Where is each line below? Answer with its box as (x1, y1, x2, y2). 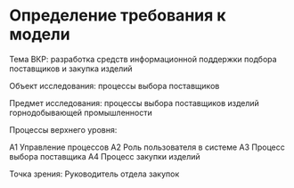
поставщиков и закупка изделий (9, 63, 133, 74)
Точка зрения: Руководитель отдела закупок (9, 168, 180, 179)
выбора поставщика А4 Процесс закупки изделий (9, 151, 200, 161)
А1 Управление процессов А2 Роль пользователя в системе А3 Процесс (9, 142, 285, 152)
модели (9, 24, 70, 45)
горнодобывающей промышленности (9, 107, 153, 118)
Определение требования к (9, 5, 226, 26)
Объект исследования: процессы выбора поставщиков (9, 80, 220, 91)
